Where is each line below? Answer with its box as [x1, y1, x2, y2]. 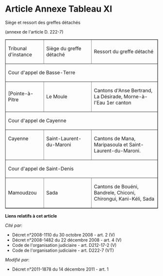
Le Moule [46, 93, 68, 100]
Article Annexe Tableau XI [5, 3, 113, 15]
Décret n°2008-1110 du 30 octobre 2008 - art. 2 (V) [12, 232, 115, 238]
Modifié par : [5, 257, 30, 262]
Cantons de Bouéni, [94, 183, 139, 190]
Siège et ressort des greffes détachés [5, 19, 81, 25]
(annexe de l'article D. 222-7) [5, 29, 64, 35]
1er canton [106, 99, 132, 106]
